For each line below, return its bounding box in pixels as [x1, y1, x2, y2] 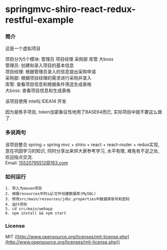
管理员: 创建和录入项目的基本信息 [5, 62, 74, 68]
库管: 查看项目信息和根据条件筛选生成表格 [5, 81, 92, 88]
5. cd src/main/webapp [5, 206, 53, 212]
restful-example [5, 14, 74, 26]
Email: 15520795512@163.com [5, 159, 68, 165]
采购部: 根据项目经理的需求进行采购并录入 [5, 75, 92, 81]
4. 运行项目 [5, 202, 28, 207]
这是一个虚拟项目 [5, 45, 41, 51]
